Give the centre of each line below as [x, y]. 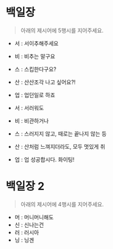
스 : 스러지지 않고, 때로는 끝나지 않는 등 [60, 134]
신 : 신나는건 [29, 225]
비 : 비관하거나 [32, 121]
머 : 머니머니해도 [34, 217]
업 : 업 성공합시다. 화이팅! [44, 159]
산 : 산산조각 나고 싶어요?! [45, 82]
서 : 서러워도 [29, 107]
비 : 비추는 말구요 [35, 56]
